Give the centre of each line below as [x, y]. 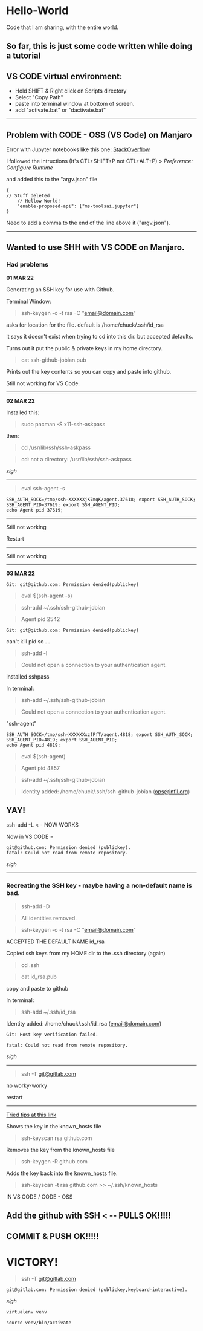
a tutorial [24, 56]
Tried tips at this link [31, 1115]
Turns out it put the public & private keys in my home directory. [85, 348]
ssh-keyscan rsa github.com [56, 1138]
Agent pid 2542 [40, 619]
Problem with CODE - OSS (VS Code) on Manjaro [99, 135]
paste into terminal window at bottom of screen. [75, 104]
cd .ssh [30, 965]
